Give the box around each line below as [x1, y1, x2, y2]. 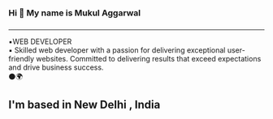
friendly [8, 53, 35, 63]
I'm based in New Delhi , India [8, 98, 161, 112]
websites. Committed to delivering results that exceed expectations [36, 53, 262, 63]
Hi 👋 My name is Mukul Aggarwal [8, 7, 141, 19]
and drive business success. [8, 62, 104, 72]
